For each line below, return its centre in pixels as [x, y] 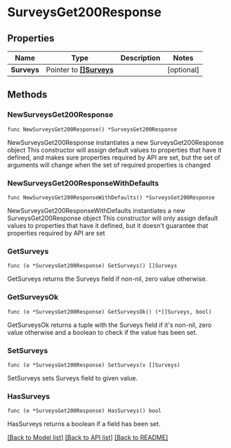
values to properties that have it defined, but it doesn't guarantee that [108, 225]
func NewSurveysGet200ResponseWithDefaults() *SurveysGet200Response [111, 198]
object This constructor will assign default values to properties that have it [114, 150]
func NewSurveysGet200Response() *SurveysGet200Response [92, 129]
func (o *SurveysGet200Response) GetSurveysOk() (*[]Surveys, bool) [110, 312]
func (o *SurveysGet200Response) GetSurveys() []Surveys [92, 266]
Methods [27, 95]
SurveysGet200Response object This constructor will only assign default [113, 218]
